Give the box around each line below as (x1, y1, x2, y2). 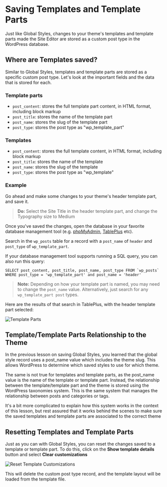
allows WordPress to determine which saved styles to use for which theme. (5, 362, 160, 368)
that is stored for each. (5, 79, 52, 85)
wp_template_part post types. (17, 292, 79, 298)
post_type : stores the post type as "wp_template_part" (12, 125, 125, 131)
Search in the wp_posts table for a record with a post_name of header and (5, 238, 152, 244)
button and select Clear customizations (5, 452, 88, 458)
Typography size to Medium (17, 213, 75, 219)
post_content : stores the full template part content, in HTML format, (12, 103, 152, 109)
